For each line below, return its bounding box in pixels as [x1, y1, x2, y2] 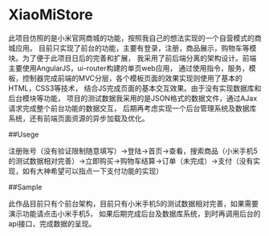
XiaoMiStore [8, 6, 94, 24]
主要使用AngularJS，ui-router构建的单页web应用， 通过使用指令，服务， [8, 63, 250, 73]
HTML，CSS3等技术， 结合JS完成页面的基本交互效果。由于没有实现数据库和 [8, 83, 262, 93]
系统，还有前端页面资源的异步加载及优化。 [8, 113, 149, 123]
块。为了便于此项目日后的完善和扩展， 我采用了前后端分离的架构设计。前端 [8, 53, 257, 63]
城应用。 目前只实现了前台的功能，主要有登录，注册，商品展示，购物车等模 [8, 43, 257, 53]
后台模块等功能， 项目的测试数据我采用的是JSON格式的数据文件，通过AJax [8, 93, 258, 103]
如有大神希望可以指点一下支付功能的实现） [22, 166, 163, 176]
